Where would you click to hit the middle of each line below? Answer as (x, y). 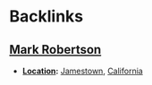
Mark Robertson (55, 50)
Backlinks (46, 17)
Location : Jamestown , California (82, 71)
